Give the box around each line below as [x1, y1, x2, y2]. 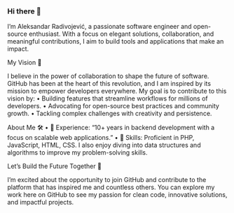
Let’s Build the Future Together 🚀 [7, 162, 102, 171]
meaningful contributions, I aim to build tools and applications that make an [7, 37, 224, 46]
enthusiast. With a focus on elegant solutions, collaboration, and [29, 30, 214, 38]
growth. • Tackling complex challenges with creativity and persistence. [7, 109, 212, 118]
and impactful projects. [7, 198, 74, 207]
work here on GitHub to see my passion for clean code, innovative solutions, [7, 191, 228, 199]
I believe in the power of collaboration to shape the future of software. [7, 72, 209, 80]
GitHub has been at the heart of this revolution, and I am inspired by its [7, 79, 212, 88]
